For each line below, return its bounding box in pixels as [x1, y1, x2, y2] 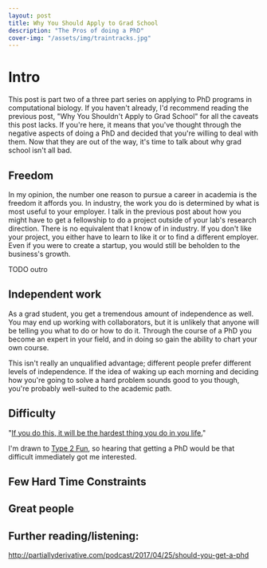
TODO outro [8, 265, 48, 274]
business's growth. [8, 249, 71, 258]
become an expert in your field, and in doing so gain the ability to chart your [8, 334, 257, 344]
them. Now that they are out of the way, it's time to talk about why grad [8, 137, 241, 147]
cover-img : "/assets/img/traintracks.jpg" [8, 34, 151, 42]
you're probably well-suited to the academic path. [8, 384, 173, 393]
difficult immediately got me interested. [8, 452, 137, 461]
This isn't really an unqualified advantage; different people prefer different [8, 358, 252, 368]
